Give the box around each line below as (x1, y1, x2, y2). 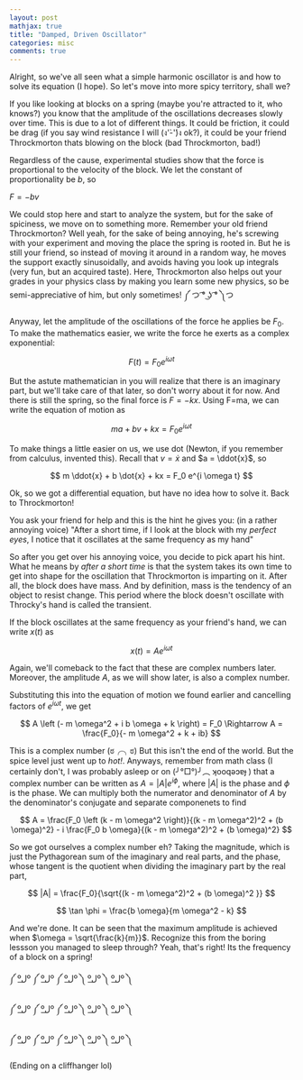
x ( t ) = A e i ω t (130, 644, 173, 656)
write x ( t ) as (9, 626, 54, 636)
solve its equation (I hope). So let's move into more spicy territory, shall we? (9, 81, 291, 92)
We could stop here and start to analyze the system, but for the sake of (9, 209, 273, 220)
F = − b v (9, 191, 40, 203)
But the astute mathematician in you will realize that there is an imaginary (9, 376, 281, 387)
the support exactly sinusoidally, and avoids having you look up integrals (9, 257, 280, 268)
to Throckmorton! (9, 497, 75, 508)
